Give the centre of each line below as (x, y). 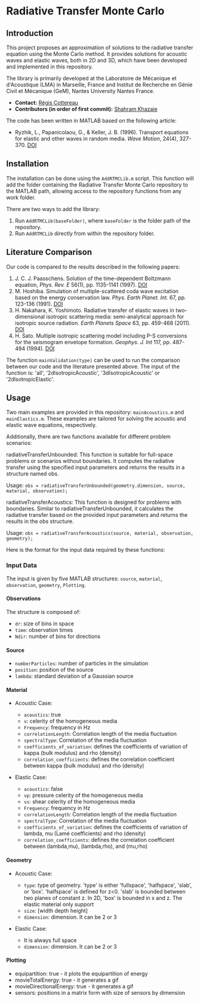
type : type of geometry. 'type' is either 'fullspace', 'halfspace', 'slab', (108, 885)
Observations (24, 598)
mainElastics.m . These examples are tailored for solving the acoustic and (96, 419)
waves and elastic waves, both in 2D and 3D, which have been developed (96, 60)
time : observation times (44, 630)
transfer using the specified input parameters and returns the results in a (96, 467)
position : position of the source (54, 670)
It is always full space (50, 940)
